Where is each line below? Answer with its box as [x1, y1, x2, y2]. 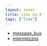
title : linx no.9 [5, 12, 42, 17]
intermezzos [12, 35, 39, 41]
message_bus [12, 30, 42, 36]
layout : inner [5, 7, 35, 12]
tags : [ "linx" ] [5, 16, 37, 21]
